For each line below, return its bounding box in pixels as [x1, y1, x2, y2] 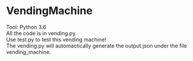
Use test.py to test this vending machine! [6, 36, 107, 43]
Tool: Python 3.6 [6, 23, 46, 30]
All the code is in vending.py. [6, 29, 77, 36]
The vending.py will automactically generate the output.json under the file [6, 42, 188, 49]
